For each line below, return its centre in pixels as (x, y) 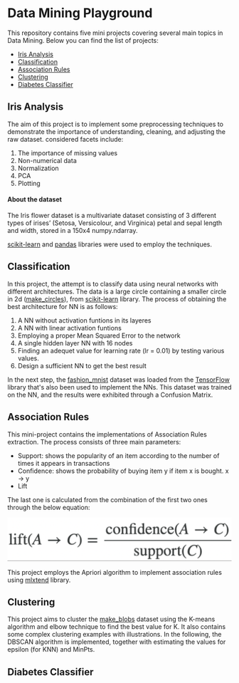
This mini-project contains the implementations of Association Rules (107, 434)
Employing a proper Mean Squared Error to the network (99, 335)
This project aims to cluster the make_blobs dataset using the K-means (111, 619)
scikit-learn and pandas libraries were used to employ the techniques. (110, 244)
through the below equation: (49, 507)
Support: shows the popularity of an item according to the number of (118, 455)
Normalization (38, 168)
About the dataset (35, 199)
